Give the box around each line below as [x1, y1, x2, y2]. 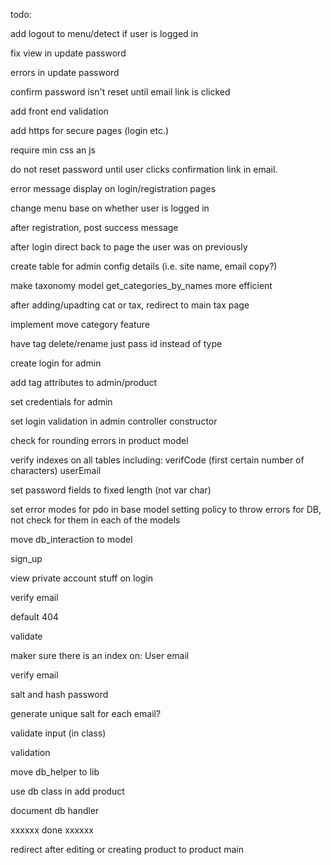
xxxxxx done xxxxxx [10, 824, 94, 836]
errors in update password [10, 67, 120, 78]
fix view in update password [10, 47, 127, 59]
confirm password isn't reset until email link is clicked [10, 86, 231, 98]
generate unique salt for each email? [10, 708, 162, 719]
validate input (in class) [10, 727, 107, 739]
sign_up [10, 553, 43, 564]
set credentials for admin [10, 396, 113, 408]
